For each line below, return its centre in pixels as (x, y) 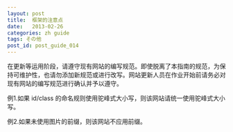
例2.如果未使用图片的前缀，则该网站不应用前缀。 (77, 121)
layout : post (26, 13)
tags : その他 (24, 39)
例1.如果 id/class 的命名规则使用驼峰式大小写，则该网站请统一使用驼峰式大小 (116, 98)
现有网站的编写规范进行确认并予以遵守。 (65, 83)
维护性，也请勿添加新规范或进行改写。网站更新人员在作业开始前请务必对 (122, 75)
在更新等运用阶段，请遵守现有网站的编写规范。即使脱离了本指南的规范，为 (113, 66)
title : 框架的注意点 (35, 20)
